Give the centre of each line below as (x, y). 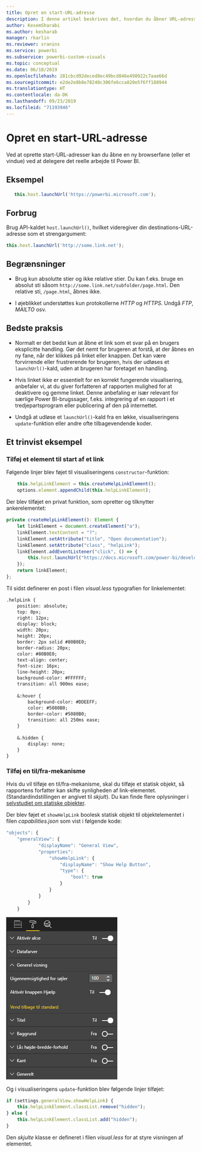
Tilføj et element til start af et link (55, 459)
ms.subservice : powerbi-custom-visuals (56, 57)
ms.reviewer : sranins (33, 44)
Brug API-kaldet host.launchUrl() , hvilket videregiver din (77, 227)
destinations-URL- (170, 227)
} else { (17, 1113)
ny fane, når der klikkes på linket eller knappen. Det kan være (90, 355)
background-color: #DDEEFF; (63, 702)
